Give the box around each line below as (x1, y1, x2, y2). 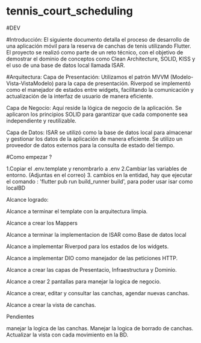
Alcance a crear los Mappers (6, 219, 78, 226)
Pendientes (6, 313, 34, 320)
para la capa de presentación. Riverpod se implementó (55, 80, 191, 87)
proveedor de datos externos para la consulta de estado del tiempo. (6, 141, 175, 149)
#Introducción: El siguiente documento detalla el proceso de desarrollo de (6, 36, 190, 43)
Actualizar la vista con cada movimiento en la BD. (6, 331, 128, 338)
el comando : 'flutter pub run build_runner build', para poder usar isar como (6, 178, 193, 185)
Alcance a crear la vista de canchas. (6, 301, 96, 309)
